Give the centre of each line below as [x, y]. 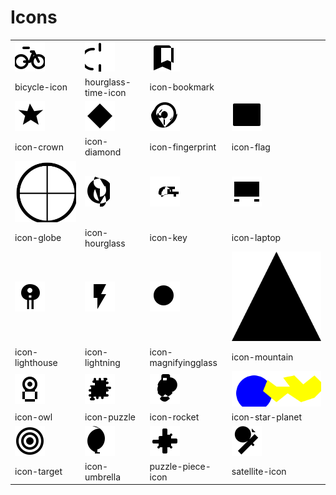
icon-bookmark [182, 87]
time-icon [105, 92]
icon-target [38, 472]
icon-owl [33, 417]
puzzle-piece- [180, 466]
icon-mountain [262, 357]
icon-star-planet [267, 417]
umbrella [102, 477]
